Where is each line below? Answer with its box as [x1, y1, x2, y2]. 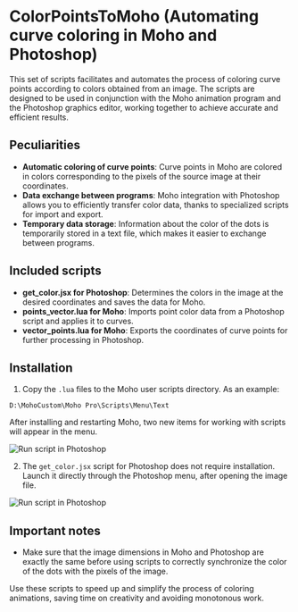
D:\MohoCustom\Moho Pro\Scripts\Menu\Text [9, 401, 170, 410]
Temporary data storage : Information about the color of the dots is [21, 218, 269, 229]
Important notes [9, 523, 101, 538]
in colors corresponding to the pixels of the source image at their [21, 171, 261, 181]
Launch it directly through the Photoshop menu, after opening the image [21, 471, 288, 482]
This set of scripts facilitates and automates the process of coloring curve [9, 73, 281, 84]
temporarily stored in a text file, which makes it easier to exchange [21, 228, 267, 239]
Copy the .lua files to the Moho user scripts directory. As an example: [21, 384, 280, 395]
